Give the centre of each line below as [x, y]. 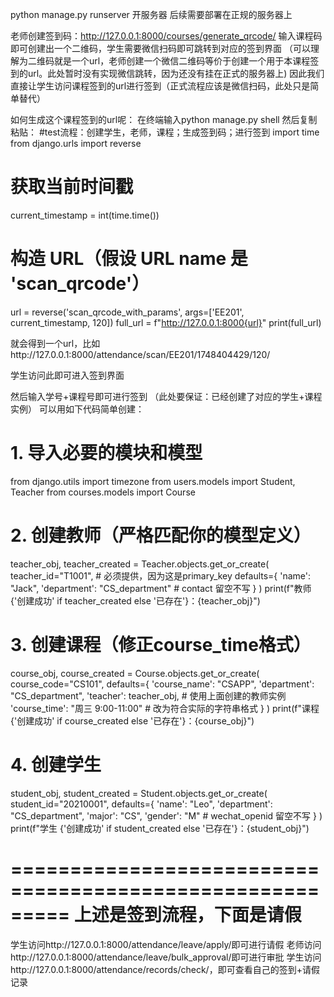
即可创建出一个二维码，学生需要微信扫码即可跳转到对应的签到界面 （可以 [160, 48]
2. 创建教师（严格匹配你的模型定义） [161, 535]
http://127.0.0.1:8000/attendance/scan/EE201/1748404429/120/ [140, 354]
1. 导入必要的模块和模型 [106, 453]
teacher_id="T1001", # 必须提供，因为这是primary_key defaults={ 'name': [161, 575]
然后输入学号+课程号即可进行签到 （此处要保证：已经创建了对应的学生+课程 [166, 396]
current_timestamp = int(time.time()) [85, 215]
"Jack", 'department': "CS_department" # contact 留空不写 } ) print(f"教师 [161, 588]
